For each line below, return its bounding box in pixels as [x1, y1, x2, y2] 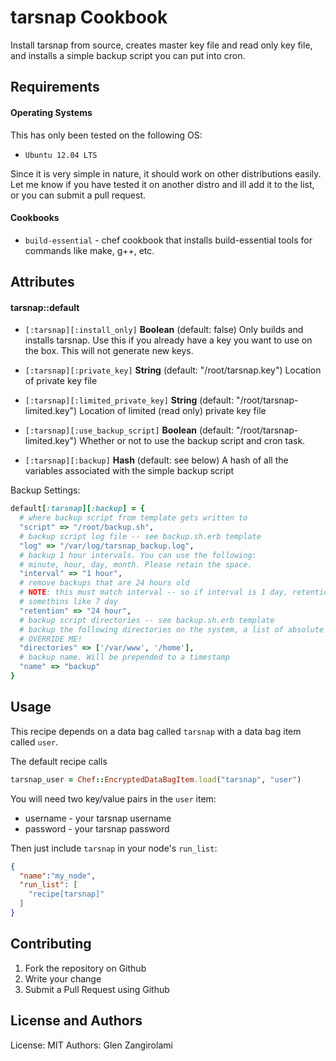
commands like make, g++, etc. [24, 244, 155, 256]
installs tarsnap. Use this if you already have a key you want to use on [24, 334, 313, 346]
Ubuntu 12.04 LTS [24, 150, 98, 160]
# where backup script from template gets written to [19, 513, 248, 523]
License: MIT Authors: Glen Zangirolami [10, 1039, 173, 1051]
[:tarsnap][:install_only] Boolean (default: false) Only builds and [24, 324, 304, 336]
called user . [10, 736, 59, 748]
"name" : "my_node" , [19, 871, 97, 881]
